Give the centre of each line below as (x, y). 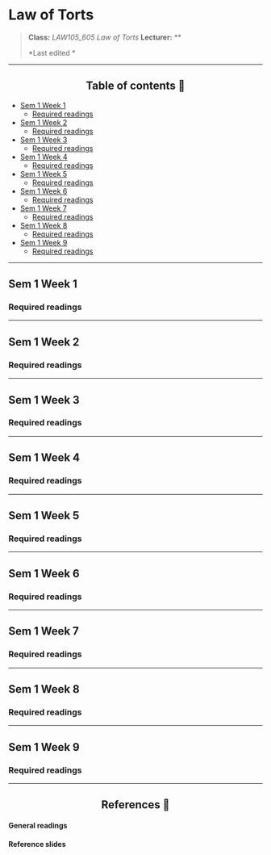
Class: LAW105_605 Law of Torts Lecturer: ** (104, 37)
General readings (38, 825)
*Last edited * (52, 52)
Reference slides (37, 844)
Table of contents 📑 (135, 86)
